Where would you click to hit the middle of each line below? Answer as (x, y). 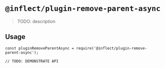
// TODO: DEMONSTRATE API (32, 61)
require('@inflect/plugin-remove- (112, 48)
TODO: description (36, 21)
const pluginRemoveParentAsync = (40, 48)
